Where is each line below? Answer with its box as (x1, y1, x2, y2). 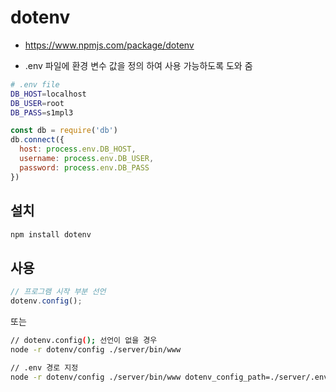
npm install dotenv (10, 229, 92, 240)
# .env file (10, 79, 60, 90)
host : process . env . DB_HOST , (19, 144, 137, 155)
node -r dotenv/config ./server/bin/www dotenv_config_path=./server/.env (10, 372, 329, 382)
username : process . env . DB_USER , (19, 154, 155, 164)
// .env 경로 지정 (10, 362, 79, 373)
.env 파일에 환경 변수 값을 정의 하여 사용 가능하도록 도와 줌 (24, 59, 253, 71)
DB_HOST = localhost (10, 89, 87, 99)
